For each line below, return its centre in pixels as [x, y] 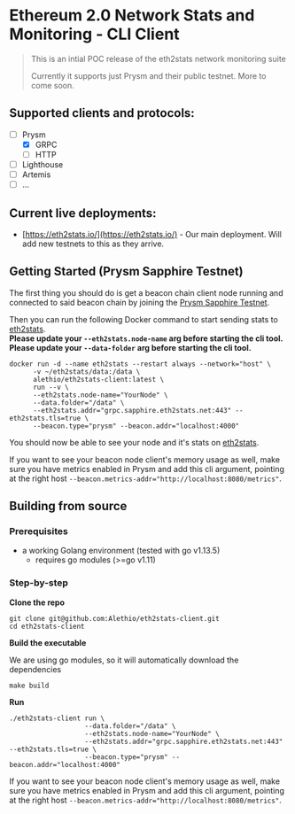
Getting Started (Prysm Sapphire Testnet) [126, 271]
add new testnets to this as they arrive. [93, 244]
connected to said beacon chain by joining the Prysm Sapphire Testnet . [140, 302]
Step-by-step [39, 583]
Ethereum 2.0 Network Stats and [132, 16]
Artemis [36, 174]
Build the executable [48, 642]
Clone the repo [37, 602]
